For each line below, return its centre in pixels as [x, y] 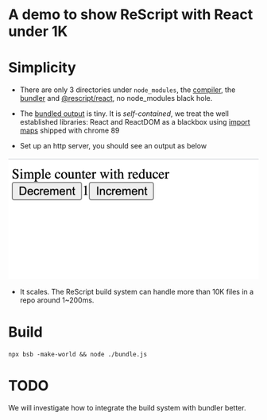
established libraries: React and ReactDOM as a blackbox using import [135, 122]
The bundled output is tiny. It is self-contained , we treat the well [124, 114]
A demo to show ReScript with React [131, 15]
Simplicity [43, 68]
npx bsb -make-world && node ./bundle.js [78, 354]
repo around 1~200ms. [57, 300]
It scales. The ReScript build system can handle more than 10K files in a [137, 292]
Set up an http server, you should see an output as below [113, 146]
